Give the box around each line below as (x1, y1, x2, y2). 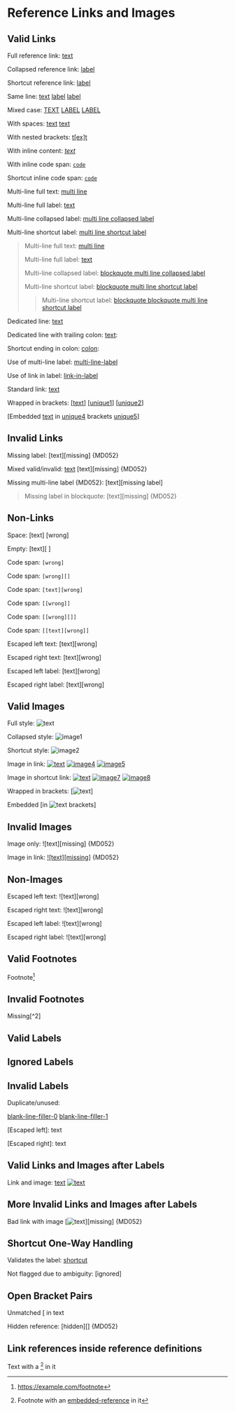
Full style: (7, 719, 35, 727)
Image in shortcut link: (7, 774, 71, 782)
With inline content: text (7, 147, 76, 155)
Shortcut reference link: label (7, 79, 91, 87)
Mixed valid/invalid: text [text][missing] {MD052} (7, 464, 148, 473)
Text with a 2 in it (7, 1361, 56, 1370)
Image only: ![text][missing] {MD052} (7, 839, 115, 848)
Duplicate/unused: (7, 1098, 61, 1107)
